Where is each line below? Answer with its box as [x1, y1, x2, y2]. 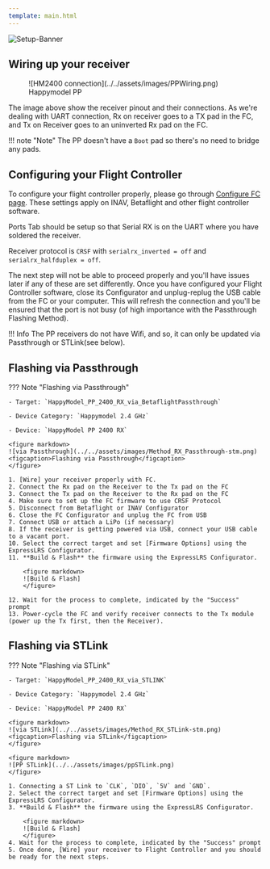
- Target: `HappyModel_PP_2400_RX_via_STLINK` [8, 676, 168, 684]
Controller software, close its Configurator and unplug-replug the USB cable [8, 288, 261, 297]
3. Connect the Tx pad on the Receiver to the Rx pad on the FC [8, 490, 229, 498]
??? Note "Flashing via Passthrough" [8, 383, 130, 393]
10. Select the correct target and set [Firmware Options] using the [8, 539, 247, 548]
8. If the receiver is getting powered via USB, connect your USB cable [8, 526, 258, 534]
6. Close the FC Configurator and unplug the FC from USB [8, 511, 207, 519]
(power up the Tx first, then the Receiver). [8, 617, 164, 626]
